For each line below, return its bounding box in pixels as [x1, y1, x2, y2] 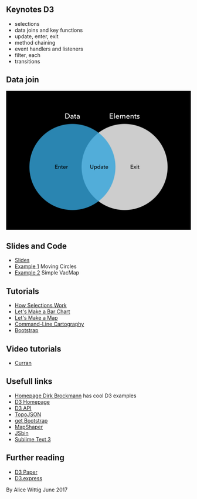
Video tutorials [6, 344, 62, 354]
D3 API [14, 404, 32, 411]
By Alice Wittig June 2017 [6, 486, 68, 493]
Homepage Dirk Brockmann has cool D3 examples [14, 392, 137, 399]
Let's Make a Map [14, 314, 58, 321]
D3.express [14, 474, 43, 481]
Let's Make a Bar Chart [14, 308, 70, 315]
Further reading [6, 453, 64, 463]
